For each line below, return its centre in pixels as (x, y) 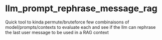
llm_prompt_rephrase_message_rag (81, 9)
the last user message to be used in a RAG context (57, 32)
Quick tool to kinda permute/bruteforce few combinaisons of (67, 22)
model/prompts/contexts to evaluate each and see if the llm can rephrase (81, 27)
